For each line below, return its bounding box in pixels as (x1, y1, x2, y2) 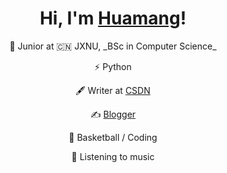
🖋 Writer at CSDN (75, 84, 151, 96)
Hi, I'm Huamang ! (39, 7, 187, 30)
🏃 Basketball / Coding (68, 131, 158, 143)
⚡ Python (94, 60, 132, 72)
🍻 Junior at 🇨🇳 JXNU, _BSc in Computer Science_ (9, 40, 217, 52)
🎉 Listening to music (71, 150, 155, 162)
